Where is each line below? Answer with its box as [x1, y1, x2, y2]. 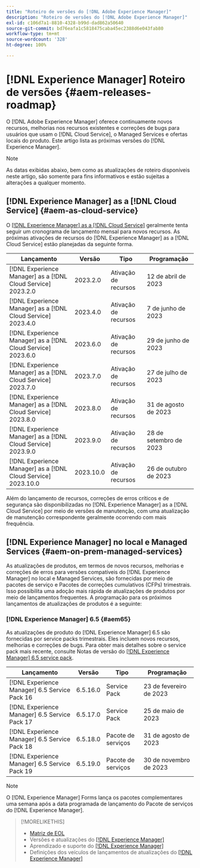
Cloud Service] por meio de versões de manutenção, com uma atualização [6, 507, 189, 514]
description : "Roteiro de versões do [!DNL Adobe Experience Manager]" [6, 14, 187, 20]
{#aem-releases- [64, 86, 152, 99]
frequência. [6, 520, 35, 527]
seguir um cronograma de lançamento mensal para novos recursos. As [6, 228, 180, 235]
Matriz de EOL [29, 829, 65, 836]
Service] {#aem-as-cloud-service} [6, 206, 139, 216]
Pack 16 [9, 693, 33, 701]
